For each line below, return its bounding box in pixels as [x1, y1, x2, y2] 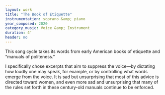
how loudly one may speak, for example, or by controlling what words [5, 68, 148, 74]
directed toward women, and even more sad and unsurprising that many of [5, 79, 159, 85]
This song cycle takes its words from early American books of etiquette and [5, 48, 161, 54]
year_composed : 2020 [5, 21, 48, 26]
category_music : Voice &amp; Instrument [5, 26, 90, 31]
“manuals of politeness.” [5, 53, 55, 59]
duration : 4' [5, 30, 32, 35]
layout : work [5, 7, 32, 12]
